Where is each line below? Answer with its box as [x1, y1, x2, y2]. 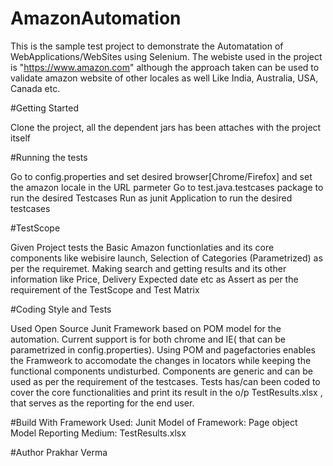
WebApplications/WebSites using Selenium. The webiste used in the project [10, 50, 323, 62]
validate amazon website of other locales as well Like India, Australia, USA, [10, 72, 319, 84]
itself [10, 132, 31, 144]
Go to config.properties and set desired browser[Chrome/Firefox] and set [10, 170, 313, 182]
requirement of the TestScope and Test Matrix [10, 283, 200, 296]
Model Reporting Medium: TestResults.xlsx [10, 427, 187, 439]
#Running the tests [10, 151, 88, 163]
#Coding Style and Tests [10, 303, 112, 315]
